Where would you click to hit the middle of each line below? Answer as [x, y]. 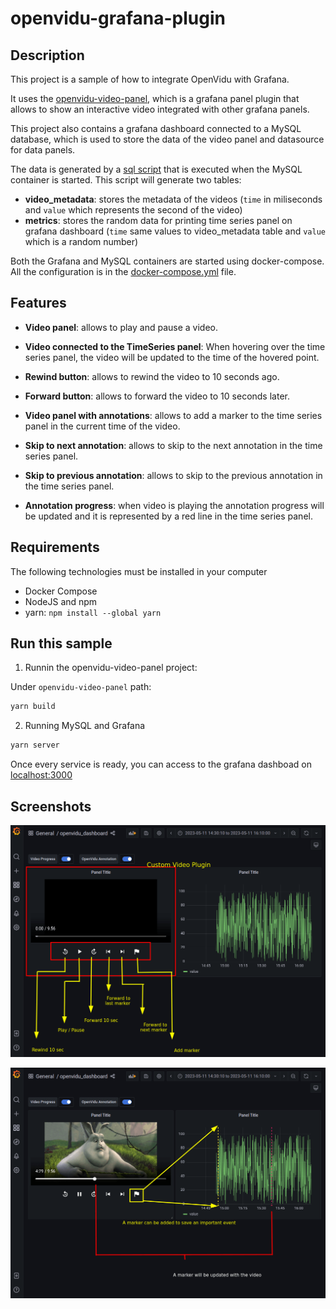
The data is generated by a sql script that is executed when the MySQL [156, 169]
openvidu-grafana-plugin [118, 18]
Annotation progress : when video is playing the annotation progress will [174, 505]
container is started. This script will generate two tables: [126, 180]
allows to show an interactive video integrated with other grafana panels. [160, 109]
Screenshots [51, 806]
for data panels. [43, 150]
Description [47, 55]
